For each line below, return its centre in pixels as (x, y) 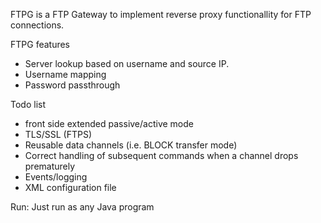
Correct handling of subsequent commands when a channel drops (161, 155)
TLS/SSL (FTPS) (58, 134)
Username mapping (65, 74)
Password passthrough (72, 85)
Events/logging (56, 177)
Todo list (28, 104)
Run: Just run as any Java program (82, 207)
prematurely (50, 166)
